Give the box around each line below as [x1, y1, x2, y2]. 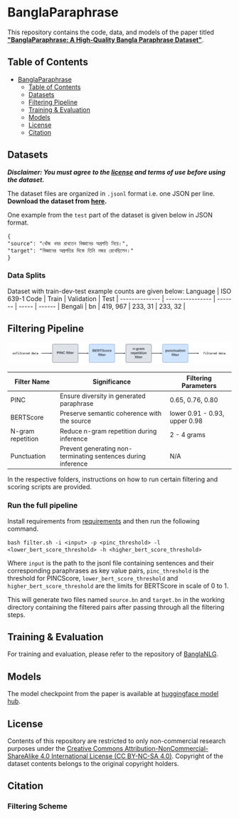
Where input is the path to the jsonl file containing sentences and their [7, 558, 215, 567]
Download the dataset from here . [7, 197, 107, 205]
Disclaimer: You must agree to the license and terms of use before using [7, 168, 226, 176]
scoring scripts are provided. [7, 483, 92, 491]
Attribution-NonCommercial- [124, 745, 208, 753]
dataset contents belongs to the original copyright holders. [7, 760, 179, 768]
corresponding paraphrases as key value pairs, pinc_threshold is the [7, 566, 210, 575]
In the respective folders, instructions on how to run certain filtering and [7, 475, 218, 484]
